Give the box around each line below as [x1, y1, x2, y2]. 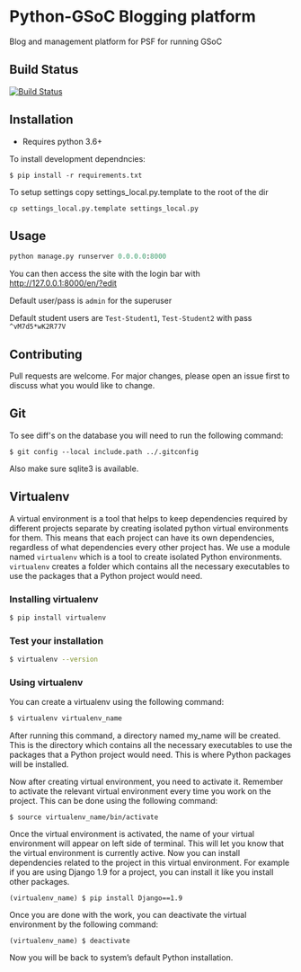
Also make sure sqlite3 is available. [9, 463, 139, 474]
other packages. [9, 877, 70, 887]
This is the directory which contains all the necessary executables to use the [9, 740, 293, 751]
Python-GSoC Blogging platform [9, 6, 256, 27]
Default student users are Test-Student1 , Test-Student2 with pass [9, 313, 252, 324]
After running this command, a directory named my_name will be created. [9, 730, 281, 741]
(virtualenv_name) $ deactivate [9, 937, 130, 946]
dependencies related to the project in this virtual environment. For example [9, 857, 290, 869]
